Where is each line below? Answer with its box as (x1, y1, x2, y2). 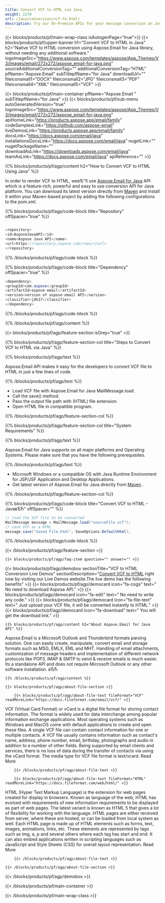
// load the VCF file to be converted (5, 515, 84, 520)
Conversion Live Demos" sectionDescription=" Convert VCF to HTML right (5, 571, 155, 577)
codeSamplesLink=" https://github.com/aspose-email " (5, 122, 114, 128)
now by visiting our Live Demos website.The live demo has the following (5, 576, 151, 582)
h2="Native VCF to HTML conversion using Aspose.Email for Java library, (5, 45, 154, 51)
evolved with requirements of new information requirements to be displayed (5, 800, 159, 806)
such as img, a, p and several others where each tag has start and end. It (5, 831, 153, 837)
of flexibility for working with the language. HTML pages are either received (5, 810, 158, 816)
